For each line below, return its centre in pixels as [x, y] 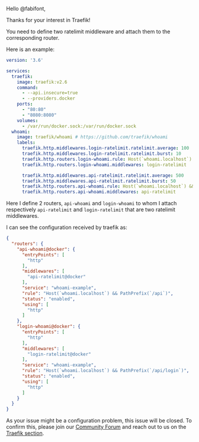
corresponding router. [33, 38]
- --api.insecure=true [50, 93]
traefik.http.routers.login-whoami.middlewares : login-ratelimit [104, 165]
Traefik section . [25, 433]
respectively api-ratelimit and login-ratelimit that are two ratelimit [91, 209]
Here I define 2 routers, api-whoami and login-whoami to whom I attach [92, 203]
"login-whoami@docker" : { [49, 327]
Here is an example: [31, 49]
